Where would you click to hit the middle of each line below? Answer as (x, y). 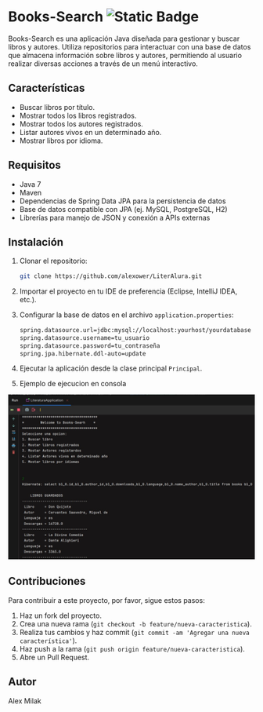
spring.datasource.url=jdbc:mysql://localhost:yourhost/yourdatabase (135, 330)
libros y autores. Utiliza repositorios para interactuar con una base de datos (130, 46)
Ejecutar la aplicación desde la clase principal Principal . (111, 368)
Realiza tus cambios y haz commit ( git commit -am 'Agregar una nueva (135, 632)
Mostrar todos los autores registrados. (81, 124)
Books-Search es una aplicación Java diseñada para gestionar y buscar (124, 38)
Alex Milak (25, 701)
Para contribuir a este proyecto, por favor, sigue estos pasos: (106, 600)
